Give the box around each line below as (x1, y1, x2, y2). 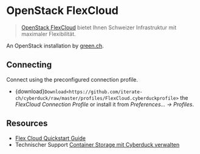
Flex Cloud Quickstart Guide (15, 135, 86, 142)
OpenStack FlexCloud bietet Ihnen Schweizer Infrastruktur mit (21, 24, 177, 31)
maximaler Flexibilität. (21, 30, 76, 37)
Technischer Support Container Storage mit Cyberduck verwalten (15, 141, 180, 148)
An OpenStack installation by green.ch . (6, 42, 105, 49)
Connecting (6, 60, 52, 70)
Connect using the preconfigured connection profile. (6, 75, 139, 83)
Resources (6, 118, 48, 128)
